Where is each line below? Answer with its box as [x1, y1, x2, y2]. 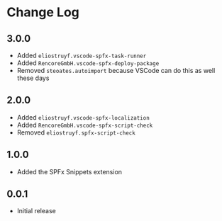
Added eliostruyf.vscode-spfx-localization [16, 113, 150, 121]
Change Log [6, 4, 79, 21]
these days [16, 74, 50, 82]
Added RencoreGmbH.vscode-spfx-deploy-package [16, 59, 160, 67]
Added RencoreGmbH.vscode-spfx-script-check [16, 120, 153, 129]
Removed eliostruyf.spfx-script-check [16, 128, 135, 137]
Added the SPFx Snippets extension [16, 167, 122, 176]
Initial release [16, 207, 56, 215]
